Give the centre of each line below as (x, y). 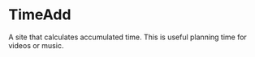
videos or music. (36, 45)
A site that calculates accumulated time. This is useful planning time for (128, 37)
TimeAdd (40, 15)
